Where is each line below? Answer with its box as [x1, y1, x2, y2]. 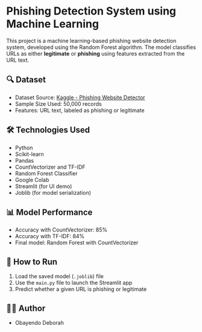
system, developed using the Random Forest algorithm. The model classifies [6, 44, 196, 51]
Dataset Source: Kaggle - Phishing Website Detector [14, 94, 146, 101]
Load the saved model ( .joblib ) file [14, 273, 104, 280]
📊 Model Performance [6, 207, 93, 217]
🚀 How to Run [6, 256, 58, 267]
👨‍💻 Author [6, 303, 46, 313]
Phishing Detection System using [6, 4, 177, 18]
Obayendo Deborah [14, 319, 65, 326]
